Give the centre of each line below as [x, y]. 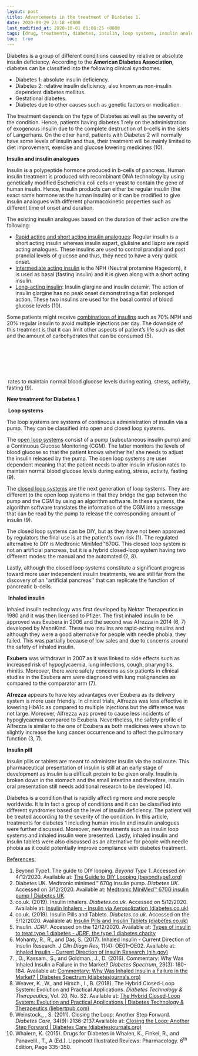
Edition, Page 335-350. [43, 1047]
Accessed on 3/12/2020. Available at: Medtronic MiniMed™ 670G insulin [102, 889]
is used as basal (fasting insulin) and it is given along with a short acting [102, 274]
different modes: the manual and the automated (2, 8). [72, 556]
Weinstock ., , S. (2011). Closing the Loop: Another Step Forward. [93, 1014]
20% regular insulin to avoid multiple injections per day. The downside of [95, 323]
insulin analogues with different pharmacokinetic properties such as [89, 201]
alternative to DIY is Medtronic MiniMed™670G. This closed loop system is [96, 544]
